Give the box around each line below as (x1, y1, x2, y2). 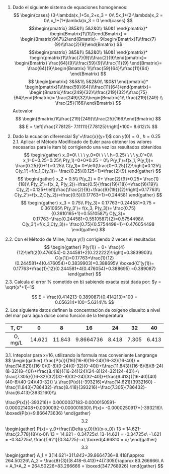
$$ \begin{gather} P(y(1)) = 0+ (44, 244, 108, 250)
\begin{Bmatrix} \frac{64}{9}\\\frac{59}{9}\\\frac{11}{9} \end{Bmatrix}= (14, 60, 162, 66)
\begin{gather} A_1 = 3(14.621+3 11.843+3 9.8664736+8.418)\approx (5, 452, 145, 458)
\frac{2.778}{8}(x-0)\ (5, 431, 49, 437)
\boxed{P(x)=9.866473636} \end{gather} (5, 410, 91, 416)
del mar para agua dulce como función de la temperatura (5, 312, 124, 318)
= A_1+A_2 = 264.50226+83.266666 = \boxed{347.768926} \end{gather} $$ (5, 463, 163, 469)
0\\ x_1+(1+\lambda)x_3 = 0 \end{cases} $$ (43, 18, 133, 23)
